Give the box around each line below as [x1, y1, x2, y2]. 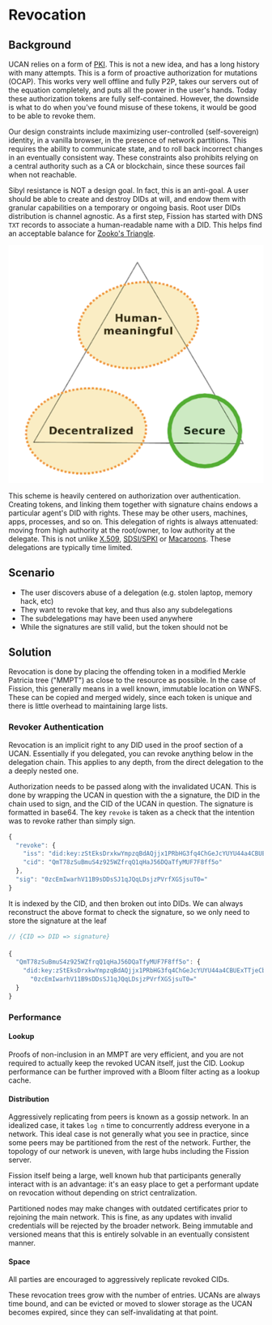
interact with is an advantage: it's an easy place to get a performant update [8, 1179, 259, 1189]
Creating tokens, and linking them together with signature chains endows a [8, 499, 258, 509]
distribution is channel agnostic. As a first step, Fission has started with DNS [8, 212, 263, 220]
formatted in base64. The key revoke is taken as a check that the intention [8, 807, 255, 817]
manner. [8, 1238, 36, 1248]
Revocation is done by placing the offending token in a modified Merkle [8, 667, 246, 677]
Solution [8, 645, 52, 659]
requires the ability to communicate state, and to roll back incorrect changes [8, 144, 263, 153]
